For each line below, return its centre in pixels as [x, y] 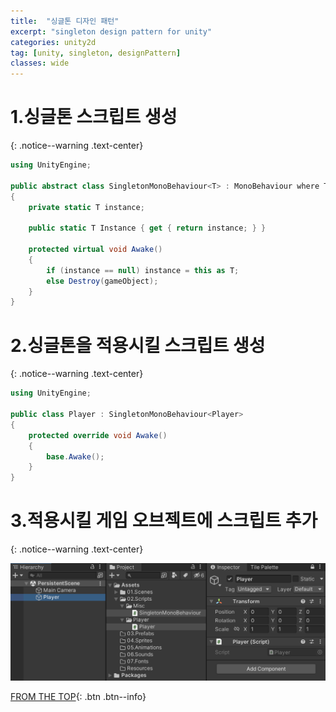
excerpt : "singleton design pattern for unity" [111, 31]
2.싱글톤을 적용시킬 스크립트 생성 [138, 345]
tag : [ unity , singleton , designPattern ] [96, 53]
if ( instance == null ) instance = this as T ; [143, 270]
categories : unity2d [53, 42]
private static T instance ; [86, 207]
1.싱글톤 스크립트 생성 [94, 117]
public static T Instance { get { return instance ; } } [147, 228]
